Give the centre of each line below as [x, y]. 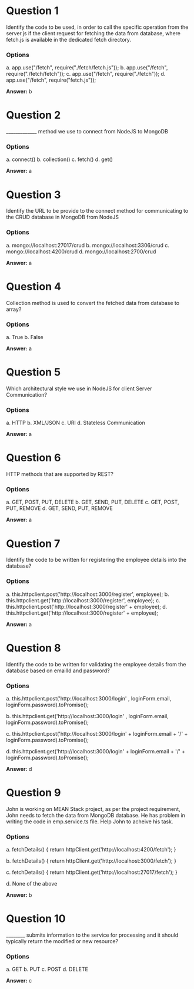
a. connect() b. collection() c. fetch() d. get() [60, 159]
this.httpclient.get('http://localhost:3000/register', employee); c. [83, 600]
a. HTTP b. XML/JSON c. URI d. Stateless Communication [76, 423]
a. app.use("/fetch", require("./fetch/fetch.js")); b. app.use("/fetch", [87, 68]
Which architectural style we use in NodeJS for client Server [79, 388]
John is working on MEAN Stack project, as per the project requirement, [93, 809]
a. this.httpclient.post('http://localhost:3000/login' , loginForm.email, [89, 698]
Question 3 [34, 195]
